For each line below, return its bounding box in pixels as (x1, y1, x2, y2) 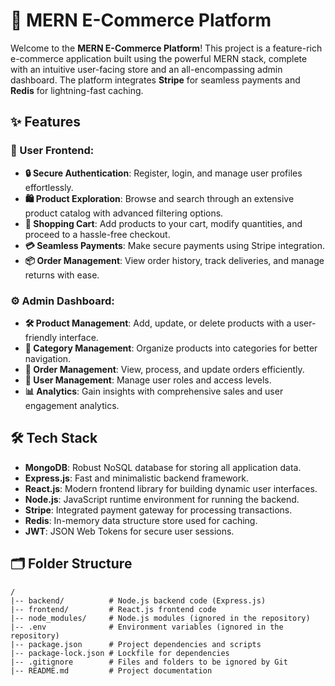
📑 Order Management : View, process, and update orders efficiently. (24, 363, 305, 375)
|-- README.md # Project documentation (10, 665, 213, 676)
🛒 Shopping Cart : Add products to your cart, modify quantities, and (24, 217, 303, 229)
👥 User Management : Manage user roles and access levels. (24, 374, 272, 386)
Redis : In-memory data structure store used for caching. (24, 514, 258, 526)
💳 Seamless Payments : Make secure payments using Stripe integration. (24, 239, 325, 251)
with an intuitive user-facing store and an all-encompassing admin (10, 63, 283, 75)
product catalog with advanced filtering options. (24, 207, 224, 219)
